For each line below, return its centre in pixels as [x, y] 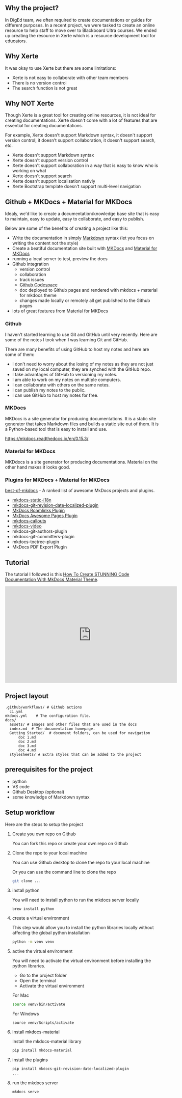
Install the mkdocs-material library [47, 1042]
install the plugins [30, 1060]
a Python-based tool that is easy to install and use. [56, 429]
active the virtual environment [42, 951]
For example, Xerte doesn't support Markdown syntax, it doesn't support [79, 135]
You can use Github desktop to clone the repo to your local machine [81, 862]
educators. [16, 41]
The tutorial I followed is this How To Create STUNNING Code [67, 575]
